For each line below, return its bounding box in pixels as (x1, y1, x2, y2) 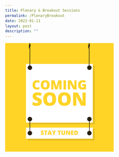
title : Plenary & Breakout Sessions (5, 8, 80, 13)
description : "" (5, 29, 38, 34)
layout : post (5, 24, 32, 29)
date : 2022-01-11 (5, 18, 41, 23)
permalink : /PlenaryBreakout (5, 13, 65, 18)
